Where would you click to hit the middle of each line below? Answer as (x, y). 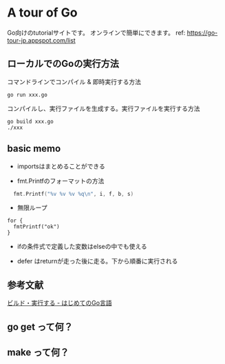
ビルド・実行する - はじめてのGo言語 (60, 303)
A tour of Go (42, 13)
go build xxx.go (30, 121)
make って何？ (38, 353)
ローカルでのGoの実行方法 (63, 64)
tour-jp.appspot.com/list (41, 40)
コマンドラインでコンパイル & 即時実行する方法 (74, 81)
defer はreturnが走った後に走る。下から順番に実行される (97, 261)
